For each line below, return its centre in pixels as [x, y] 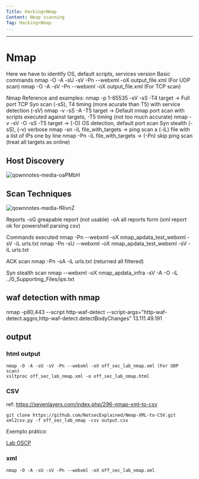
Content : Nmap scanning [36, 17]
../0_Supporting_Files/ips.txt [40, 279]
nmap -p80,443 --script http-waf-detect [56, 312]
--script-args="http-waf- [137, 312]
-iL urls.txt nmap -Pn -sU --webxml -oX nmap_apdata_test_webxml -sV [100, 243]
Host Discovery [35, 161]
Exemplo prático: [27, 431]
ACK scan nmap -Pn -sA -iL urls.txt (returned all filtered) [75, 261]
